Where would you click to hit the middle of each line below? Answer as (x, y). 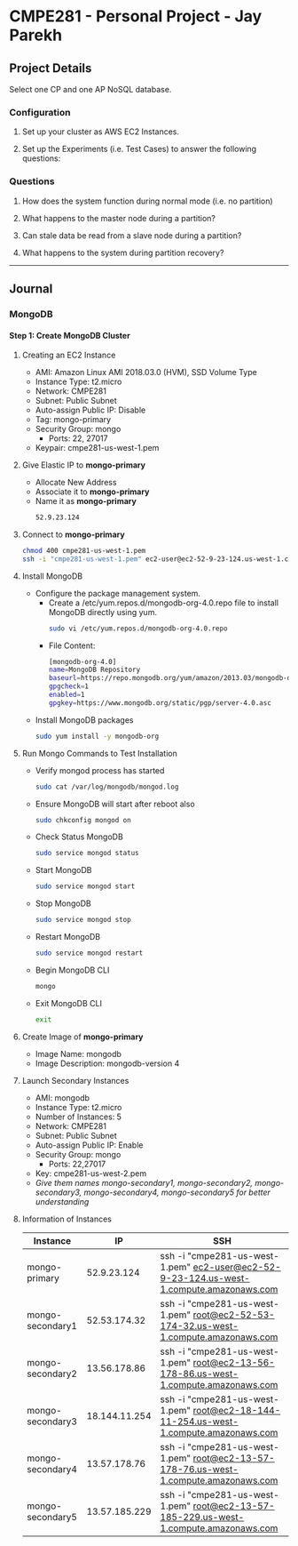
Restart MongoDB (68, 937)
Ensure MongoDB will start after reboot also (115, 804)
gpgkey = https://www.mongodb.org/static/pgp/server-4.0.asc (160, 703)
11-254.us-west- (200, 1422)
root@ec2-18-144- (237, 1410)
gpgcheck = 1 (69, 686)
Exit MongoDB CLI (68, 1003)
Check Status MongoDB (79, 837)
